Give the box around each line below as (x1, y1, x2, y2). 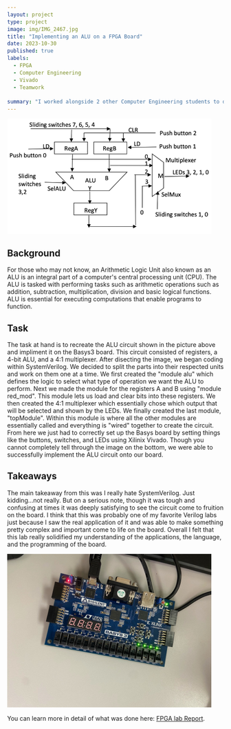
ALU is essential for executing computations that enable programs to (7, 295, 201, 303)
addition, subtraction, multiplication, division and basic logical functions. (7, 288, 212, 296)
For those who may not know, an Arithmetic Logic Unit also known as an (7, 266, 212, 274)
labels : (7, 55, 30, 62)
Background (7, 247, 60, 259)
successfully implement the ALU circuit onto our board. (7, 450, 164, 459)
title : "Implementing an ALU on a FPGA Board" (7, 33, 143, 40)
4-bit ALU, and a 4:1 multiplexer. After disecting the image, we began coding (7, 355, 223, 363)
